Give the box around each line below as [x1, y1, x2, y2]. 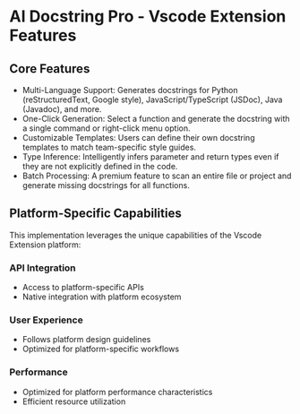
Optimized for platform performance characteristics [21, 386, 213, 397]
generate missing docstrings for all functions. [21, 180, 190, 190]
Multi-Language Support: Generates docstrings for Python [21, 85, 238, 95]
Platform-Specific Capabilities [9, 206, 182, 221]
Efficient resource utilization [21, 396, 126, 407]
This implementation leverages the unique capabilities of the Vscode [9, 229, 262, 240]
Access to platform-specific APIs [21, 282, 145, 293]
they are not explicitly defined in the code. [21, 161, 178, 171]
